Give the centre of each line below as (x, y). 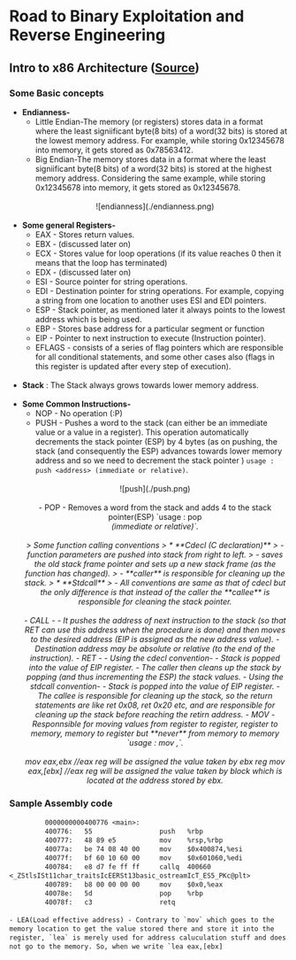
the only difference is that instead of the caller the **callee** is (155, 592)
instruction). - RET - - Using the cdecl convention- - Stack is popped (155, 658)
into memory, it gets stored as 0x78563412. (114, 150)
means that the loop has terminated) (101, 262)
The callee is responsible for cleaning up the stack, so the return (155, 695)
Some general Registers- (69, 225)
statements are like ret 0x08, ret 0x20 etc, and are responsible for (155, 705)
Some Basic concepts (57, 93)
